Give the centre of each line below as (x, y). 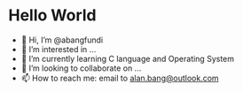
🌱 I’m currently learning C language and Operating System (128, 58)
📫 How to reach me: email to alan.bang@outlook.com (120, 78)
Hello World (52, 15)
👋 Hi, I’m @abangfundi (62, 40)
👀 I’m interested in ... (59, 49)
